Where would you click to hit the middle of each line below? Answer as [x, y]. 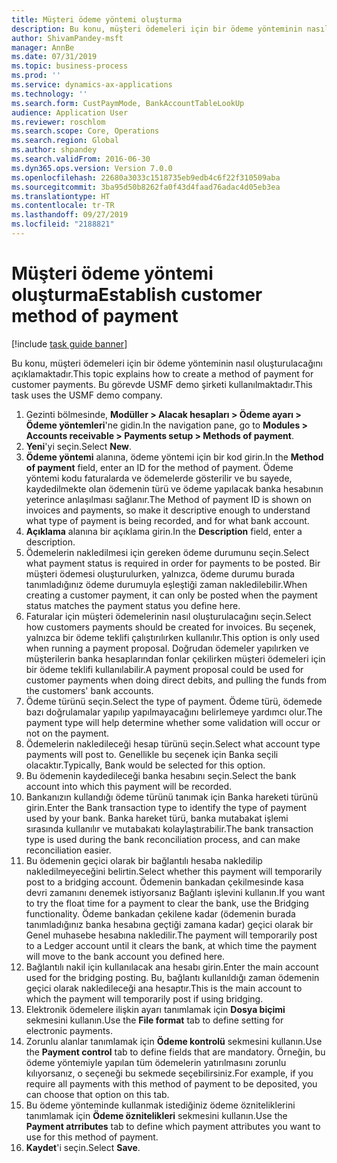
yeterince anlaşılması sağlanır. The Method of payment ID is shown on [169, 499]
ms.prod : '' [36, 76]
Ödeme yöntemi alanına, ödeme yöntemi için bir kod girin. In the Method [174, 457]
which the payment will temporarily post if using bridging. [144, 998]
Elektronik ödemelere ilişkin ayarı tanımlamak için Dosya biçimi [155, 1009]
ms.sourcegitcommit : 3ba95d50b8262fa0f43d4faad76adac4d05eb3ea [146, 187]
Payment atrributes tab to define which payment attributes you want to [173, 1126]
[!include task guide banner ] [69, 343]
